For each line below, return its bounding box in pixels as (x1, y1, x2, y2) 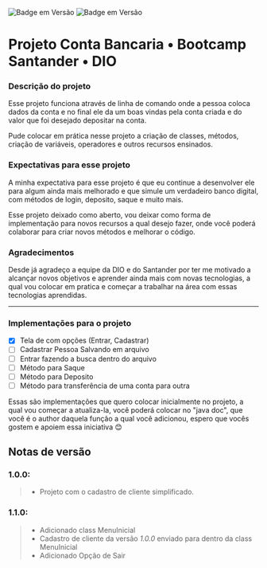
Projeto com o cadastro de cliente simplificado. (39, 487, 195, 497)
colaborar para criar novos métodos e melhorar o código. (8, 227, 196, 237)
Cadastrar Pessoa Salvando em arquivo (19, 345, 149, 355)
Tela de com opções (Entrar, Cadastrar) (19, 335, 149, 346)
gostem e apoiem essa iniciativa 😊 (8, 422, 123, 432)
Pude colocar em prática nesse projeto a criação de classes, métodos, (8, 131, 239, 141)
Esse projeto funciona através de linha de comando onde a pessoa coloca (8, 99, 250, 108)
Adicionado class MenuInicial (39, 525, 136, 535)
